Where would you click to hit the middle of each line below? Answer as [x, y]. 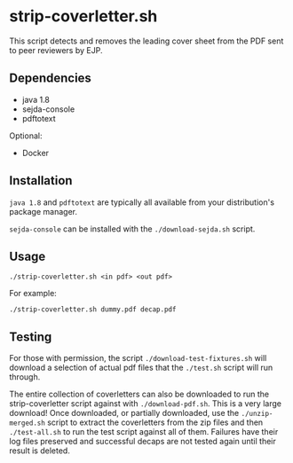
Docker [36, 153]
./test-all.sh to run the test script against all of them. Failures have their [144, 432]
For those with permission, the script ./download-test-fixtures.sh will [138, 358]
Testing [31, 337]
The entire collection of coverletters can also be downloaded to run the [139, 394]
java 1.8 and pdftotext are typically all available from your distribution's [142, 202]
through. [25, 377]
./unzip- [257, 414]
